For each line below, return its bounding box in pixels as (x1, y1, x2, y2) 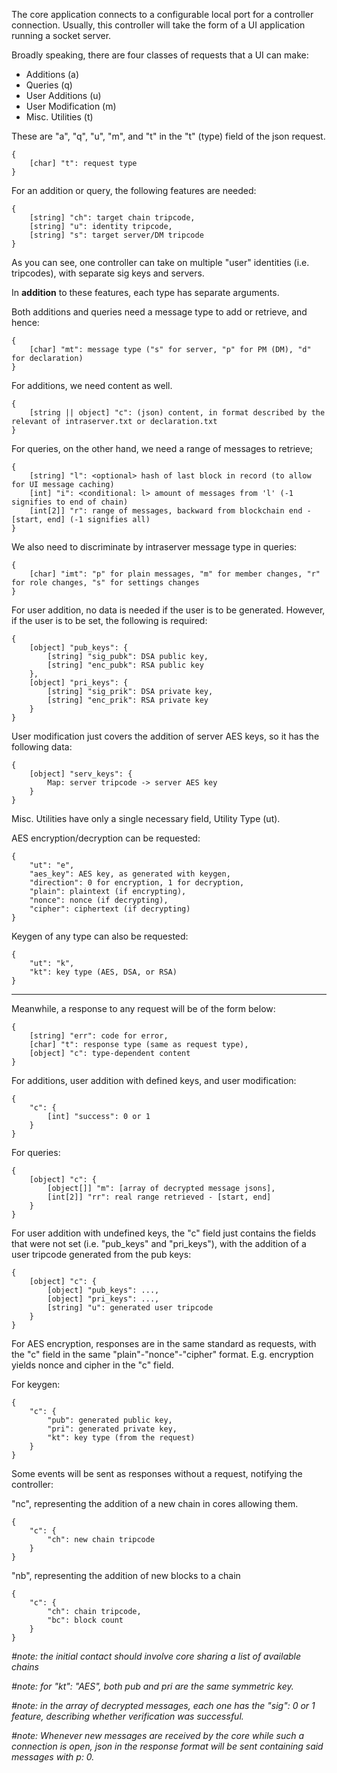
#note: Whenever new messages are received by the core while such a (11, 1730, 305, 1741)
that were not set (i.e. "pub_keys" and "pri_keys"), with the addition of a (11, 1238, 307, 1249)
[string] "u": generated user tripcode (47, 1303, 214, 1313)
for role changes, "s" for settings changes (11, 578, 200, 588)
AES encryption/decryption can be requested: (11, 832, 201, 844)
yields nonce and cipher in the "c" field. (11, 1359, 174, 1371)
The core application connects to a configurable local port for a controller (11, 9, 314, 20)
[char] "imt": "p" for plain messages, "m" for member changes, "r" (29, 569, 321, 579)
